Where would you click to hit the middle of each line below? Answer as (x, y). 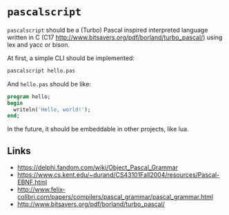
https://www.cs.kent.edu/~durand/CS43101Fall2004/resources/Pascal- (118, 175)
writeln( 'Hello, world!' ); (52, 109)
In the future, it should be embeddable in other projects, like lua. (98, 129)
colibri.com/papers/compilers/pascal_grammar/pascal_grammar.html (115, 197)
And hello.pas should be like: (49, 84)
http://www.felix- (41, 189)
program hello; (29, 96)
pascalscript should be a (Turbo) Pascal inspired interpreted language (108, 30)
